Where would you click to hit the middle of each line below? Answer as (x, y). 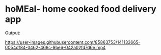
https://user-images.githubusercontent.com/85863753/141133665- (73, 42)
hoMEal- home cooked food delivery (81, 9)
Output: (13, 33)
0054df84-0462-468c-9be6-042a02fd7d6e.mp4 (55, 47)
